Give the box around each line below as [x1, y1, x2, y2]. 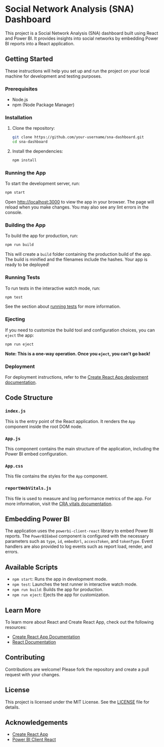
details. [5, 704, 20, 710]
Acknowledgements [5, 718, 68, 726]
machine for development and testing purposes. [5, 73, 102, 79]
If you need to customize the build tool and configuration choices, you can [5, 327, 155, 333]
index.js [5, 408, 26, 414]
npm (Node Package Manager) [12, 102, 75, 108]
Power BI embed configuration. [5, 451, 68, 457]
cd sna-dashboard [12, 139, 48, 145]
